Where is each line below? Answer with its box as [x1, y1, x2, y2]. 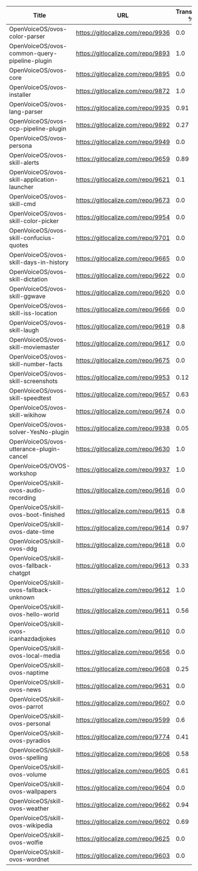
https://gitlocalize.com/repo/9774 [75, 733, 170, 740]
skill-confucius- [9, 234, 55, 242]
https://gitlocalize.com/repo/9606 [75, 750, 170, 758]
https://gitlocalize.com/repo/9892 [75, 121, 170, 129]
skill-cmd [9, 200, 37, 208]
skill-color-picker [9, 217, 59, 225]
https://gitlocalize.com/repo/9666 [75, 305, 170, 314]
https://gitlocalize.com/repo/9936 [75, 29, 170, 37]
